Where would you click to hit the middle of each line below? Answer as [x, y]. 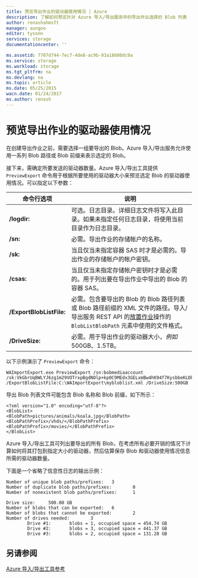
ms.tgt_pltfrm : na [29, 72]
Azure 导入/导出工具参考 [36, 569]
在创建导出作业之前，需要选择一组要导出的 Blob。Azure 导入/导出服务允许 [96, 148]
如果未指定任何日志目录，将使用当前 [133, 219]
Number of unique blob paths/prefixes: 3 [60, 482]
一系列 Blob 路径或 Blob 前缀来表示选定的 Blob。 [70, 155]
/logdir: [19, 218]
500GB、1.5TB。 [95, 345]
